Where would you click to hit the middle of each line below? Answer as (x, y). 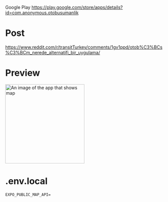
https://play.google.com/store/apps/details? (77, 7)
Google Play (18, 7)
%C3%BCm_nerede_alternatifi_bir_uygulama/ (53, 52)
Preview (23, 73)
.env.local (27, 181)
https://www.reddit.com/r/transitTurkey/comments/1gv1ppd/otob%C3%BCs (84, 47)
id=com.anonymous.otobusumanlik (42, 13)
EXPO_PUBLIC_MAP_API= (28, 194)
